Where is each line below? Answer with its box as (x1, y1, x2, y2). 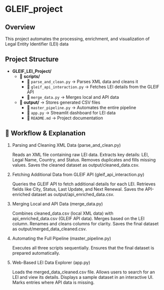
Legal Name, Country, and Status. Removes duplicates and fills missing (12, 156, 156, 162)
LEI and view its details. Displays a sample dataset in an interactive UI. (12, 274, 154, 280)
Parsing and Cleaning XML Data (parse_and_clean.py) (12, 142, 121, 148)
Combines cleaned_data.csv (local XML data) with (12, 210, 114, 216)
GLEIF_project (5, 3, 63, 15)
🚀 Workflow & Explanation (5, 129, 86, 137)
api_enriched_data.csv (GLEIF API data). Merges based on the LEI (12, 215, 145, 221)
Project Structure (5, 55, 59, 64)
